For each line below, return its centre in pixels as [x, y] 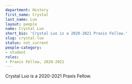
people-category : [24, 48]
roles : [12, 57]
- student [16, 52]
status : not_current [27, 43]
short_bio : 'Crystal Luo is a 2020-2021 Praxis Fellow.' [67, 33]
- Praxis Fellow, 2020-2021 [35, 62]
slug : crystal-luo [25, 38]
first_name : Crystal [27, 15]
